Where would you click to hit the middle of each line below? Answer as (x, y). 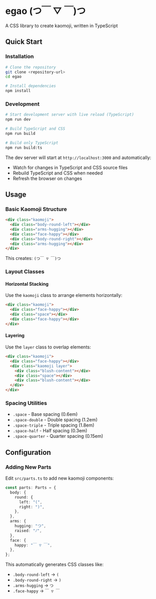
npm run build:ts (24, 148)
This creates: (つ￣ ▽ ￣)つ (33, 258)
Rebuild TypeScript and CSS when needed (58, 173)
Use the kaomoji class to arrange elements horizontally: (64, 295)
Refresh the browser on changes (47, 178)
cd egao (14, 77)
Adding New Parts (28, 467)
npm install (18, 91)
